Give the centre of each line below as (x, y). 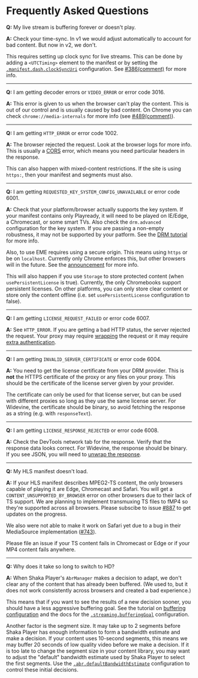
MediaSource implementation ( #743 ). (51, 532)
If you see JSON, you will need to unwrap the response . (74, 454)
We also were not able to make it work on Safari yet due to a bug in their (94, 525)
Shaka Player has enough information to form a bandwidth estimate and (93, 632)
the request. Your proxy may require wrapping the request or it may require (97, 336)
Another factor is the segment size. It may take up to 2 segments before (93, 625)
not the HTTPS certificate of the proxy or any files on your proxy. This (91, 376)
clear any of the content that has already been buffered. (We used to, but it (97, 584)
